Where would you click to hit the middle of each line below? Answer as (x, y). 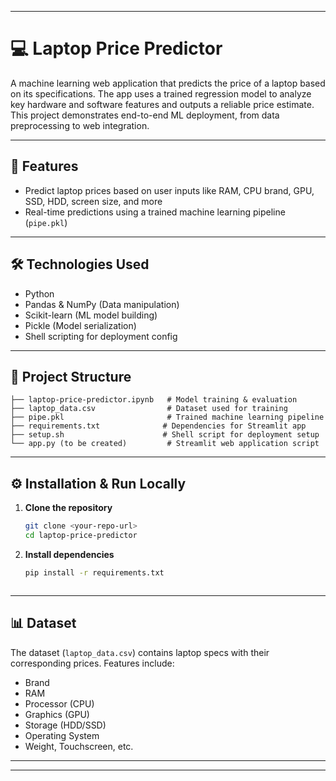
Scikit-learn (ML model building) (91, 315)
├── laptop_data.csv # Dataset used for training (149, 409)
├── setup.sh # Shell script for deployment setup (165, 435)
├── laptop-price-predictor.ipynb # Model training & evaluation (154, 400)
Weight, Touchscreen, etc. (79, 746)
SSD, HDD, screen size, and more (93, 201)
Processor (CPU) (59, 703)
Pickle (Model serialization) (80, 325)
